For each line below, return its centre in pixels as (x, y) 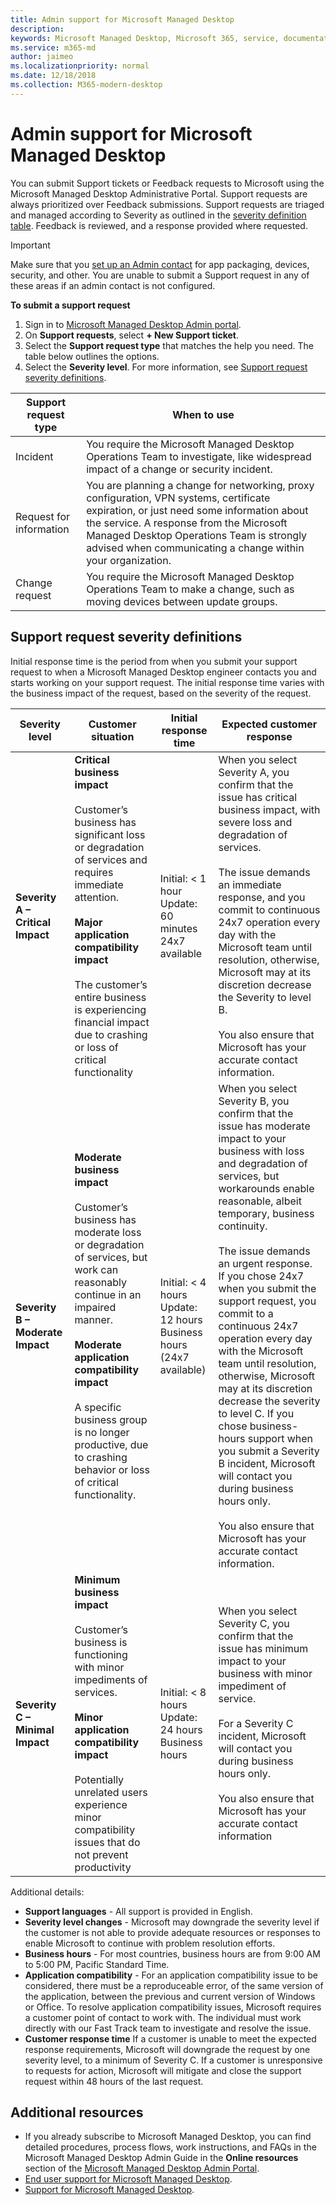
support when (280, 1438)
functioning (101, 1654)
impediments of (111, 1679)
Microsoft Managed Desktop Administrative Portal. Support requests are (159, 193)
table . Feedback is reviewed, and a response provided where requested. (159, 225)
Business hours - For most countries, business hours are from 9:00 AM (172, 1953)
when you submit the (267, 1288)
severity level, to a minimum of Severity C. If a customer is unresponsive (173, 2060)
